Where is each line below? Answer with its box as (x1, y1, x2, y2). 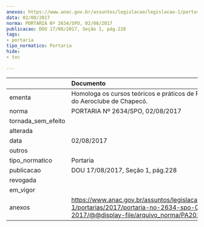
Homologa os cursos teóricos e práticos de (71, 89, 194, 98)
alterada (9, 126, 33, 135)
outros (9, 146, 29, 155)
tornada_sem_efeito (9, 117, 66, 125)
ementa (9, 93, 32, 101)
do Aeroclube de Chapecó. (71, 97, 148, 105)
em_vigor (9, 186, 35, 194)
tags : (6, 32, 20, 38)
